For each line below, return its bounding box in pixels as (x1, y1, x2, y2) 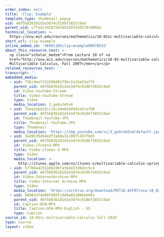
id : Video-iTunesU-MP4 (14, 143, 60, 148)
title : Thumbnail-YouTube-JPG (14, 120, 76, 125)
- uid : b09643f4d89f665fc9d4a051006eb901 (9, 193, 95, 198)
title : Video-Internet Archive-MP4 (14, 179, 86, 184)
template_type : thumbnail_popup (5, 16, 71, 21)
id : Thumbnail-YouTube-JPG (14, 115, 69, 121)
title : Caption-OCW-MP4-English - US (14, 206, 91, 211)
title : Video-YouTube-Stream (14, 93, 73, 98)
